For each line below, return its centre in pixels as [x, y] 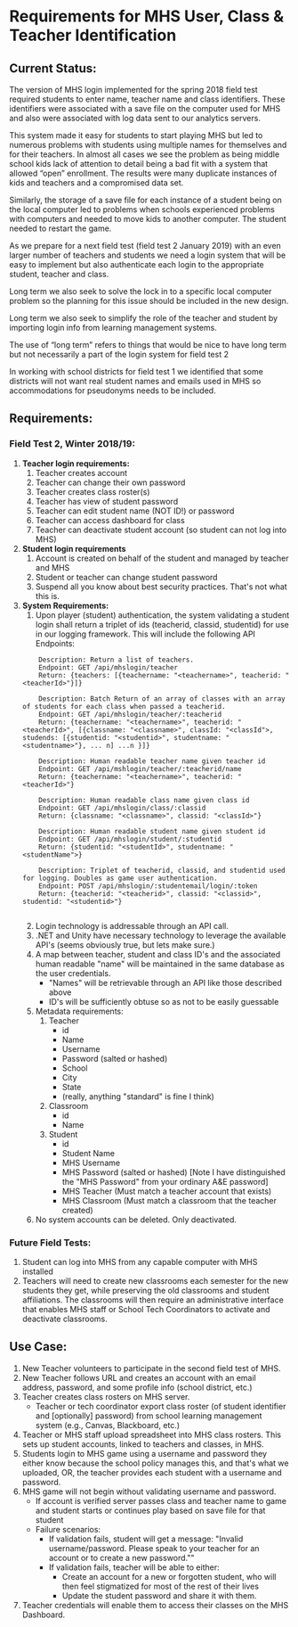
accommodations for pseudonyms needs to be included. [113, 390]
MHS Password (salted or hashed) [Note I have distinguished [174, 1172]
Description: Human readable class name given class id [144, 800]
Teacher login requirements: [76, 463]
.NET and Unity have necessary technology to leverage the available [161, 935]
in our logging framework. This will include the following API [145, 634]
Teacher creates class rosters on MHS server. [106, 1396]
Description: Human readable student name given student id [152, 831]
